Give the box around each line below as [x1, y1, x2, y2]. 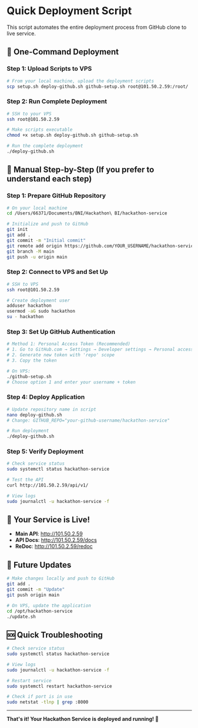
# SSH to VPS [6, 281, 39, 287]
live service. [6, 29, 36, 37]
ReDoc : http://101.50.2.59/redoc [15, 543, 93, 550]
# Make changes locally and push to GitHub [6, 575, 115, 581]
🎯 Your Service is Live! [6, 515, 90, 525]
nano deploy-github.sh [6, 412, 62, 418]
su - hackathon [6, 314, 44, 320]
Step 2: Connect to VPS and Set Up [6, 268, 108, 276]
